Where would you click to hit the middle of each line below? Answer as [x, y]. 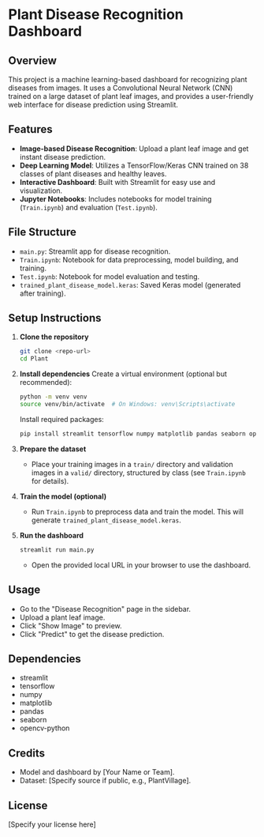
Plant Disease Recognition [96, 15]
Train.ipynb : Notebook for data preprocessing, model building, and [129, 259]
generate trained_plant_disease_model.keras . [106, 520]
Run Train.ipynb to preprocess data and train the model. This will [138, 511]
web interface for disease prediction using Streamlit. [93, 105]
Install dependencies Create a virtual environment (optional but [123, 374]
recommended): [46, 383]
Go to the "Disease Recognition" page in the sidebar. [105, 609]
